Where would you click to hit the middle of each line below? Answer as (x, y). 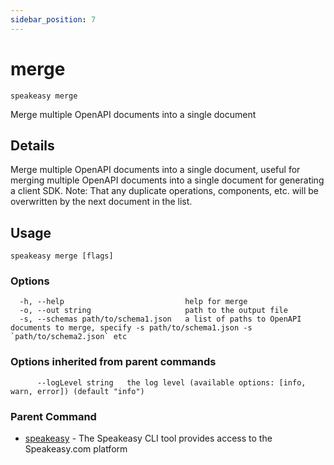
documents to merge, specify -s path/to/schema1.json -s (131, 328)
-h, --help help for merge (133, 302)
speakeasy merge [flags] (62, 256)
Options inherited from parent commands (113, 362)
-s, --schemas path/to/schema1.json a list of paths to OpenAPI (160, 319)
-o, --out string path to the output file (153, 311)
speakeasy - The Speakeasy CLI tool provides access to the (148, 438)
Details (32, 145)
